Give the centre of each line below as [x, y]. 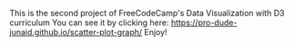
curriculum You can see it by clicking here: [89, 23]
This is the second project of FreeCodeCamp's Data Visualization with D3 [147, 13]
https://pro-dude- [204, 23]
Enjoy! [156, 32]
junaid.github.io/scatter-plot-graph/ [76, 32]
